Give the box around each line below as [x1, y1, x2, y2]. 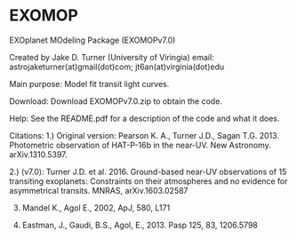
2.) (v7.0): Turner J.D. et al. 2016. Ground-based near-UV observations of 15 [9, 166, 287, 177]
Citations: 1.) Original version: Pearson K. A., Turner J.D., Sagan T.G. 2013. [9, 130, 280, 140]
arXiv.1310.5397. [9, 148, 68, 160]
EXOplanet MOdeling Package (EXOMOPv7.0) [9, 35, 176, 45]
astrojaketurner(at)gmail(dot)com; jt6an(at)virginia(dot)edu [9, 61, 225, 72]
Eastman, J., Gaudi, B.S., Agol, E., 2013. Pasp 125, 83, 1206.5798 [21, 219, 258, 230]
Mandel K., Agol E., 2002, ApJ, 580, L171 [21, 202, 171, 213]
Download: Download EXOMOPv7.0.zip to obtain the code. [9, 95, 222, 107]
